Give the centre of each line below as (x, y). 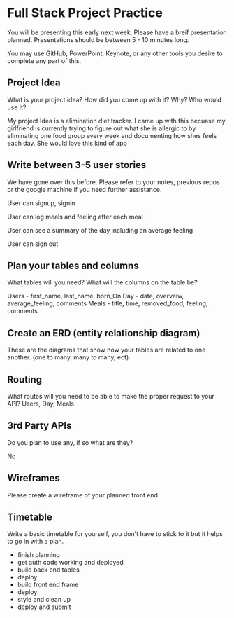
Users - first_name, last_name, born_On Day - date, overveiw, (96, 296)
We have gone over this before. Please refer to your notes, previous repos (114, 182)
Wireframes (34, 478)
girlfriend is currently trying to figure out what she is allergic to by (102, 128)
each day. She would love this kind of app (67, 143)
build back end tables (49, 570)
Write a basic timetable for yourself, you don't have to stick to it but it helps (115, 534)
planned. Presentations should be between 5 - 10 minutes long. (98, 39)
